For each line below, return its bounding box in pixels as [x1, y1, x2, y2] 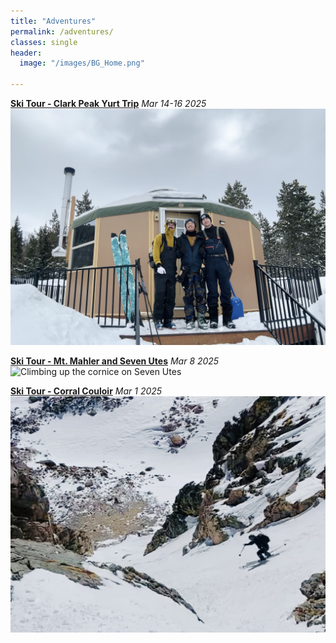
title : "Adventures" [10, 16, 97, 26]
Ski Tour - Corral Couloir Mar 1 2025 [10, 385, 163, 397]
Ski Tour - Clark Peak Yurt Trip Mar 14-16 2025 [10, 98, 207, 109]
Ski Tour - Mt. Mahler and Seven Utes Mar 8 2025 [10, 355, 220, 367]
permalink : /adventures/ [10, 26, 114, 37]
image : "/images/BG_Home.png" [19, 58, 145, 69]
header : [10, 48, 43, 58]
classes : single [10, 37, 78, 47]
